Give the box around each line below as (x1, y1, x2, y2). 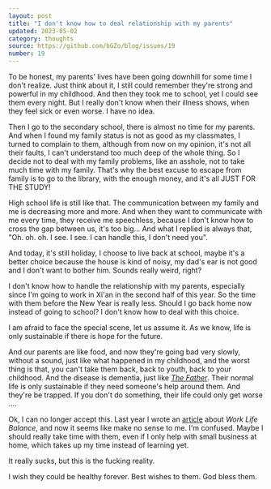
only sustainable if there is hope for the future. (8, 332, 163, 341)
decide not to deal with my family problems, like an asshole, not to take (8, 157, 245, 166)
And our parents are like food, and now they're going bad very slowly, (8, 347, 241, 357)
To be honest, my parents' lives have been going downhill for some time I (8, 72, 252, 81)
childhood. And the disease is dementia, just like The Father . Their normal (8, 373, 254, 382)
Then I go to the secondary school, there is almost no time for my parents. (8, 122, 256, 131)
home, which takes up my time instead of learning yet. (8, 440, 189, 450)
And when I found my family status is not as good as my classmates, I (8, 131, 241, 140)
